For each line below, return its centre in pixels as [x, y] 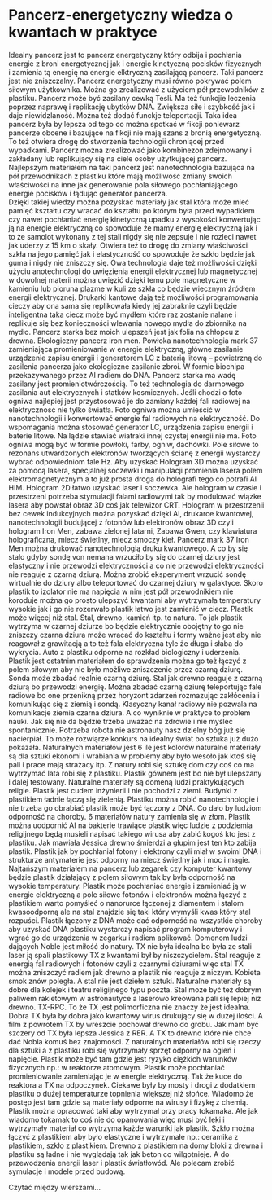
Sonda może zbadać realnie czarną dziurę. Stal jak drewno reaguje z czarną [136, 678]
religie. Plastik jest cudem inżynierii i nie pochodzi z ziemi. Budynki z [123, 790]
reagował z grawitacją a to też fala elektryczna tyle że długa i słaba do [126, 643]
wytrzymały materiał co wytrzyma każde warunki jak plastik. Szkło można [132, 1128]
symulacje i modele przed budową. [67, 1171]
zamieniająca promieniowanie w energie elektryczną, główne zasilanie [126, 349]
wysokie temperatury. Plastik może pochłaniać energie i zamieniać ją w [127, 886]
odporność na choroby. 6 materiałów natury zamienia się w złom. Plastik [130, 816]
